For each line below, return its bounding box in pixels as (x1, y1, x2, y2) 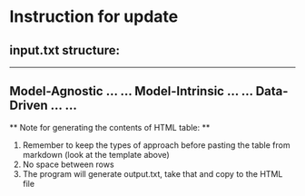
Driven (9, 98, 48, 113)
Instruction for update (9, 6, 179, 27)
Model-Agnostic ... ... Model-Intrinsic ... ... (9, 83, 253, 99)
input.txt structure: (9, 43, 121, 58)
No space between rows (22, 159, 115, 170)
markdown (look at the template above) (22, 149, 170, 160)
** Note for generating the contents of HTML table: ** (9, 122, 211, 132)
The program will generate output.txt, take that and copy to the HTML (22, 168, 283, 179)
